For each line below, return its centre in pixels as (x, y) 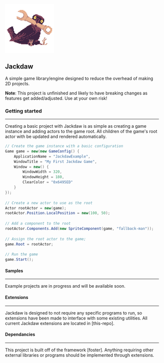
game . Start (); (20, 260)
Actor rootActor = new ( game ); (36, 208)
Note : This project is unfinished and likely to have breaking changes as (76, 93)
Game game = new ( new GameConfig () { (42, 151)
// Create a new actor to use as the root (49, 203)
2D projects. (18, 83)
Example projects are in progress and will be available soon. (65, 286)
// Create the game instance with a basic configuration (64, 146)
